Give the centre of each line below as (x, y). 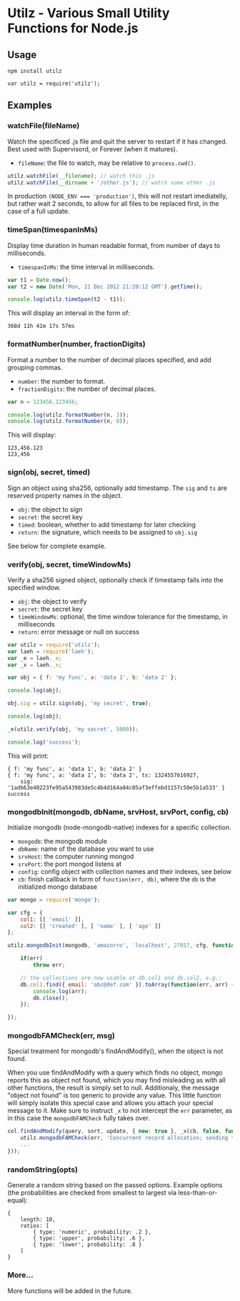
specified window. (34, 587)
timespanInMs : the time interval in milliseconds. (86, 266)
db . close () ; (51, 998)
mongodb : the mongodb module (62, 841)
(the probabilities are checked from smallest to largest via (92, 1193)
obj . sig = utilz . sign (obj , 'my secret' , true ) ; (80, 704)
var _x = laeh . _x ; (35, 665)
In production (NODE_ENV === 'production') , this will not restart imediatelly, (117, 196)
